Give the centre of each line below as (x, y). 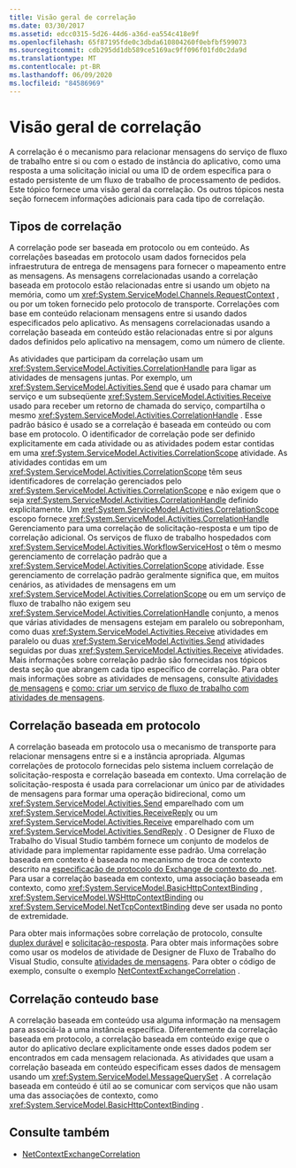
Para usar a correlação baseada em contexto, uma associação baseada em (146, 878)
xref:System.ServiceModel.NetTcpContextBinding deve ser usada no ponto (146, 907)
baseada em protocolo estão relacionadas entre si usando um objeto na (140, 285)
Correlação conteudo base (84, 998)
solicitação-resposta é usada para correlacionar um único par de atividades (147, 785)
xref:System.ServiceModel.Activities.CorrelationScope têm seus (126, 472)
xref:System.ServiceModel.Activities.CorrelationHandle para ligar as (133, 368)
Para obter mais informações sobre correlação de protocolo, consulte (136, 933)
